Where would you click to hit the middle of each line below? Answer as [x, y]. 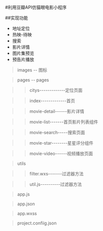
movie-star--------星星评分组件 [61, 143]
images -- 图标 [32, 70]
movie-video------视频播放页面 [61, 154]
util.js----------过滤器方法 [56, 184]
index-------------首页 [52, 101]
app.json [26, 204]
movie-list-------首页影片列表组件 [64, 122]
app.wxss [27, 213]
